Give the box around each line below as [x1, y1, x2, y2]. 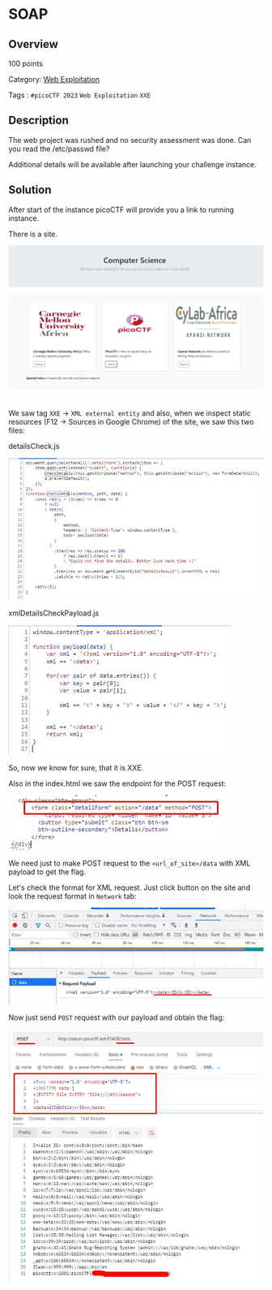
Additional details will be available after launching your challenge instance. [8, 159, 257, 169]
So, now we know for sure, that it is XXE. [8, 763, 144, 773]
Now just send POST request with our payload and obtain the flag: [8, 1012, 225, 1022]
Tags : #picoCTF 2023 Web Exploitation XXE [8, 90, 151, 100]
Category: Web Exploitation [8, 75, 100, 84]
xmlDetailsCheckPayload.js [8, 608, 100, 618]
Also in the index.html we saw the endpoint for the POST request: [8, 779, 227, 788]
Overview [8, 37, 59, 51]
